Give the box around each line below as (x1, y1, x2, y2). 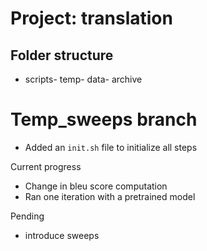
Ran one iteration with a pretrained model (24, 190, 196, 202)
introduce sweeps (24, 229, 100, 241)
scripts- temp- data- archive (24, 73, 143, 85)
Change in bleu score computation (24, 180, 168, 192)
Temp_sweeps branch (10, 108, 198, 131)
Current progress (10, 160, 82, 172)
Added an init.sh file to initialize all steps (24, 141, 198, 153)
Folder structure (10, 47, 114, 64)
